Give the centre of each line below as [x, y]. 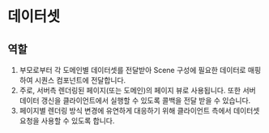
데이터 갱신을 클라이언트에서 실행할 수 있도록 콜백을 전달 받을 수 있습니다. [135, 101]
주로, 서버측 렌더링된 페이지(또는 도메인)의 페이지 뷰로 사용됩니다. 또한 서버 [137, 90]
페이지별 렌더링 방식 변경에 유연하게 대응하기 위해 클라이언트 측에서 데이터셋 [139, 111]
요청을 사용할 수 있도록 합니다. [67, 121]
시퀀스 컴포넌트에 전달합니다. [80, 80]
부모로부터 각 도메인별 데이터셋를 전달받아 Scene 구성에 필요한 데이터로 [132, 70]
